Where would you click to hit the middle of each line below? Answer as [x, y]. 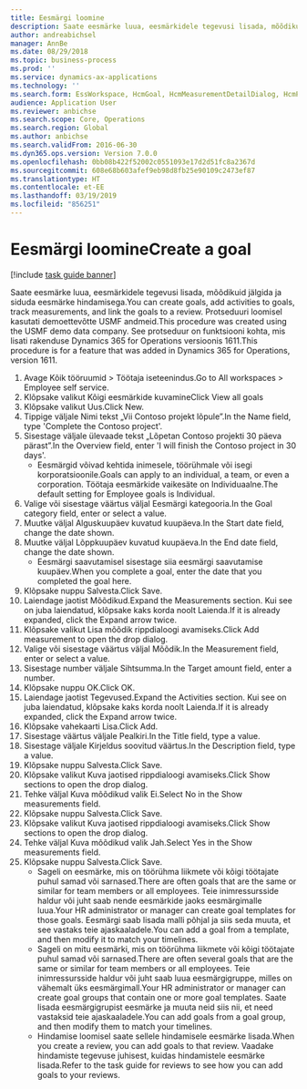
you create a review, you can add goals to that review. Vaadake [155, 1045]
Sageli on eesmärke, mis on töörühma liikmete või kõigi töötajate [158, 871]
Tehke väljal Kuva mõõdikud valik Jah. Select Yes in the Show [138, 842]
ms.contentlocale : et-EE [57, 188]
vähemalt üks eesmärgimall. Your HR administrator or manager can [161, 987]
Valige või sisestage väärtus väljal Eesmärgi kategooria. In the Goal [148, 503]
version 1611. [34, 360]
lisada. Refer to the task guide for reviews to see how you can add [160, 1065]
